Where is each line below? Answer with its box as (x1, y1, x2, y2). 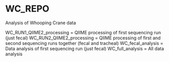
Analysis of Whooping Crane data (5, 20, 77, 26)
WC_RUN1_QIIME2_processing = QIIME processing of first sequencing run (5, 29, 161, 35)
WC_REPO (5, 3, 50, 15)
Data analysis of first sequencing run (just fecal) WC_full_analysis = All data (5, 45, 164, 51)
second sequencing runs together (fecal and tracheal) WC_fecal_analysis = (5, 40, 163, 46)
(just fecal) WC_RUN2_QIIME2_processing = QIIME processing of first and (5, 35, 161, 41)
